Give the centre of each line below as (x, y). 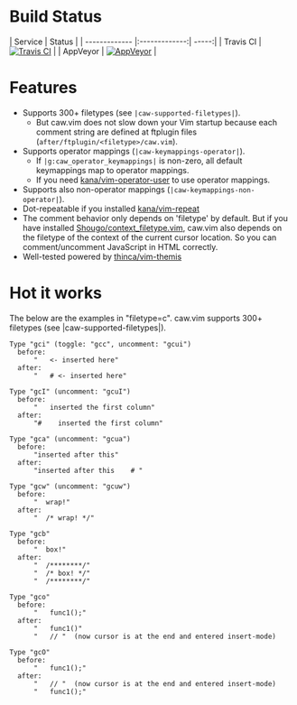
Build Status (56, 17)
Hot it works (56, 293)
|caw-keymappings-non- (213, 190)
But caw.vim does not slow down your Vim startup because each (157, 122)
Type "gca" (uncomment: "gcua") (70, 439)
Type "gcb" (30, 533)
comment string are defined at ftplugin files (116, 132)
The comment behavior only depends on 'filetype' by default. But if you (155, 218)
